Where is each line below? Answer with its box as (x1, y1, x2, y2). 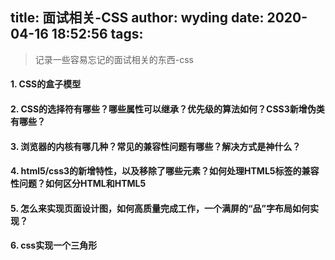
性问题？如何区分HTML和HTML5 (10, 178, 147, 190)
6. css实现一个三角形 (10, 239, 98, 252)
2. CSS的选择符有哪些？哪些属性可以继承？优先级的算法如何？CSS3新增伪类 (10, 103, 325, 115)
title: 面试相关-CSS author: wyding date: (10, 9, 265, 27)
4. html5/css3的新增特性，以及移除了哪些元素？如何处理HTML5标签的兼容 (10, 165, 320, 177)
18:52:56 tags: (51, 26, 144, 43)
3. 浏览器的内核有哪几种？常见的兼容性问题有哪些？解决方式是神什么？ (10, 140, 302, 152)
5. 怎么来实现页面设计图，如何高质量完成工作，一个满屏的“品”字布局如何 (10, 202, 310, 214)
